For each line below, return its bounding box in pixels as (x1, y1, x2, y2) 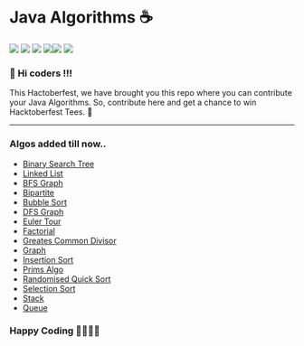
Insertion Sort (22, 254, 74, 265)
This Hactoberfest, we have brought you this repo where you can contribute (9, 88, 292, 98)
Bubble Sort (22, 196, 68, 208)
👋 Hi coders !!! (9, 67, 73, 79)
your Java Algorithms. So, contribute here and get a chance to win (9, 97, 257, 108)
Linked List (22, 168, 63, 179)
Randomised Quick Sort (22, 273, 111, 285)
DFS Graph (22, 206, 64, 217)
